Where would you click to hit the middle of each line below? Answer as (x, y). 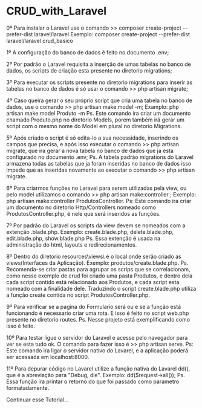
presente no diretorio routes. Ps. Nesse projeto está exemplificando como (98, 319)
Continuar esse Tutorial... (37, 400)
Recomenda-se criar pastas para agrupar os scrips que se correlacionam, (98, 269)
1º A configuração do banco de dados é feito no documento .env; (88, 52)
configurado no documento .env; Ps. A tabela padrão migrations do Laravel (100, 157)
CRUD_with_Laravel (57, 11)
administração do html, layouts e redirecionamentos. (72, 244)
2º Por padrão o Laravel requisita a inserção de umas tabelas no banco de (99, 64)
